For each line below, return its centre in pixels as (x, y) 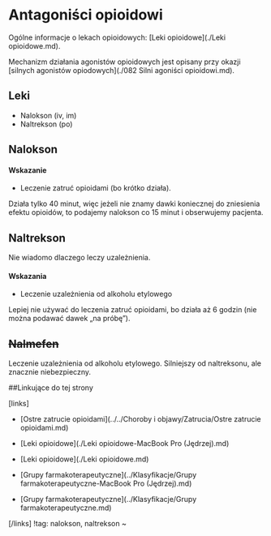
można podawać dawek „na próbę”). (69, 319)
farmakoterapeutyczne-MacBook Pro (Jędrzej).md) (106, 483)
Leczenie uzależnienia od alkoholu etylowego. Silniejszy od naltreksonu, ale (135, 363)
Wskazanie (28, 170)
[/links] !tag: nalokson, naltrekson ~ (68, 524)
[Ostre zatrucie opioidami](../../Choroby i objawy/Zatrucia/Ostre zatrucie (140, 419)
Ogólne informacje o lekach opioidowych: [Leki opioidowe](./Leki (117, 37)
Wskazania (28, 276)
